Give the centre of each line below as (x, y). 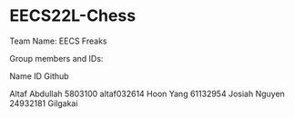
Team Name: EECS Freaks (58, 41)
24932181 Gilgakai (44, 103)
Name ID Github (40, 76)
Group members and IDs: (56, 58)
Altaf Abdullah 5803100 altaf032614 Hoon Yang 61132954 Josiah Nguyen (147, 93)
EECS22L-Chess (73, 16)
